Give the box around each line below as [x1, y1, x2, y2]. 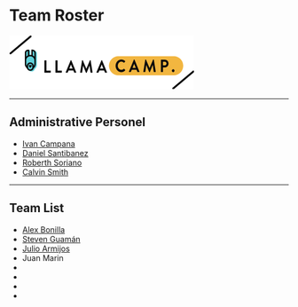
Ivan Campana [21, 138, 75, 149]
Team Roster [9, 5, 105, 26]
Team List [9, 201, 65, 216]
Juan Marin [21, 252, 64, 263]
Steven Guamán [21, 233, 82, 244]
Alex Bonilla [21, 224, 66, 235]
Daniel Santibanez [21, 147, 89, 158]
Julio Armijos [21, 243, 71, 254]
